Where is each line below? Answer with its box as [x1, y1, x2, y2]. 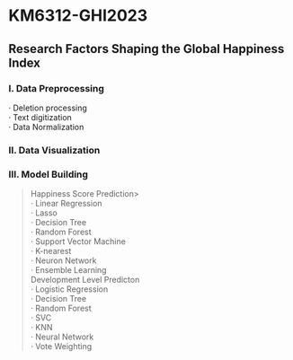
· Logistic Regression [30, 284, 109, 294]
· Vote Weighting [30, 341, 92, 352]
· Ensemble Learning [30, 265, 107, 276]
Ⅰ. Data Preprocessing [8, 82, 105, 94]
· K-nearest [30, 246, 72, 257]
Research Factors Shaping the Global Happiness [8, 41, 285, 57]
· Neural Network [30, 331, 94, 342]
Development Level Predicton [30, 275, 140, 285]
